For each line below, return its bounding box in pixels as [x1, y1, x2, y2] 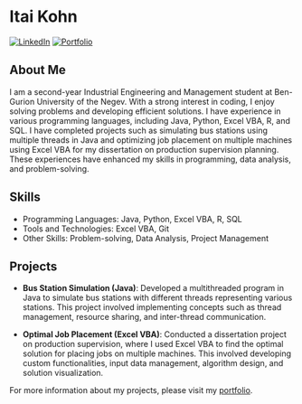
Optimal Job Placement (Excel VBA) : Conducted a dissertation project [22, 329, 288, 340]
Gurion [9, 96, 35, 107]
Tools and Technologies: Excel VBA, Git [22, 223, 170, 234]
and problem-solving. [9, 163, 90, 174]
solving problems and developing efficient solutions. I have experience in [9, 106, 282, 117]
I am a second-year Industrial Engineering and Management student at [9, 86, 273, 97]
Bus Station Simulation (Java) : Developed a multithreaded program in [22, 283, 285, 294]
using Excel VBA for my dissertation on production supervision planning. [9, 144, 279, 155]
